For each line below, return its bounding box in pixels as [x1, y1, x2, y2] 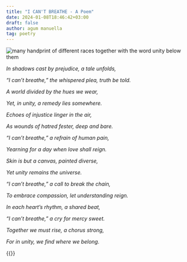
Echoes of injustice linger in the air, [6, 111, 92, 118]
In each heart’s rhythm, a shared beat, [6, 204, 101, 211]
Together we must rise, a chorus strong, [6, 227, 104, 234]
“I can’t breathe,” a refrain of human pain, [6, 135, 110, 142]
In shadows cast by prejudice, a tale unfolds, [6, 65, 116, 72]
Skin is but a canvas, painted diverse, [6, 157, 99, 164]
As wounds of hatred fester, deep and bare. [6, 123, 113, 130]
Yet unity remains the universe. [6, 169, 82, 176]
